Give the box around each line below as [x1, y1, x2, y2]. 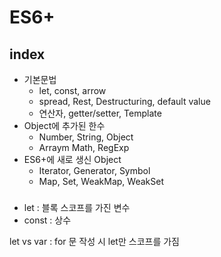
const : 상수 [23, 214, 72, 226]
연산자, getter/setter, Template [38, 107, 162, 119]
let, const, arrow [38, 85, 107, 96]
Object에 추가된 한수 [23, 120, 106, 131]
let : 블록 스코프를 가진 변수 [23, 201, 131, 213]
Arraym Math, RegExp [38, 142, 130, 153]
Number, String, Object [38, 131, 134, 143]
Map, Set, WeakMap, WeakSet [38, 176, 164, 187]
